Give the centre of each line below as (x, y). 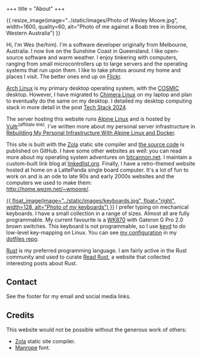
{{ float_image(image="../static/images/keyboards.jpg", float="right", (91, 200)
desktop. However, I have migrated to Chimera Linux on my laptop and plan (99, 94)
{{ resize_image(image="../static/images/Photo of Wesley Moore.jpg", (92, 20)
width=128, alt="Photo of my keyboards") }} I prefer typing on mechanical (97, 207)
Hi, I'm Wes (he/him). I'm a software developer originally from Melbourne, (97, 45)
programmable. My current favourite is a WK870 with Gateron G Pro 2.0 (95, 220)
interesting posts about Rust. (42, 263)
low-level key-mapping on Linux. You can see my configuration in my (91, 232)
